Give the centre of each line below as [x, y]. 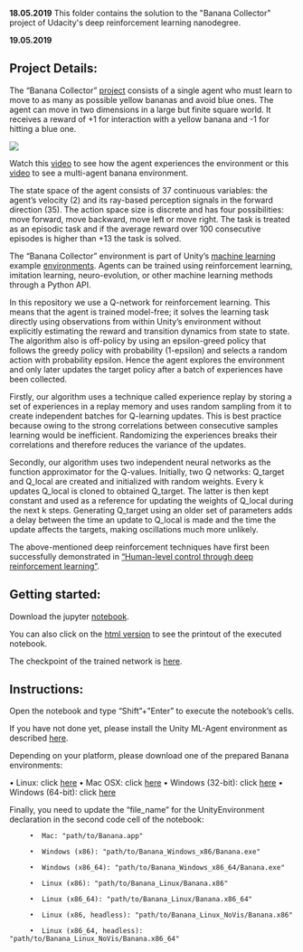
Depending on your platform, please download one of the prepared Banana [149, 756]
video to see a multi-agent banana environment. [99, 173]
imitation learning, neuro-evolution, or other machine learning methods [141, 275]
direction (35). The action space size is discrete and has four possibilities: [147, 209]
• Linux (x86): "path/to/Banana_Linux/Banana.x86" [129, 884]
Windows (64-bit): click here [62, 792]
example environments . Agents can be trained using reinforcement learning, [151, 265]
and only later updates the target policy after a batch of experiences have [146, 369]
